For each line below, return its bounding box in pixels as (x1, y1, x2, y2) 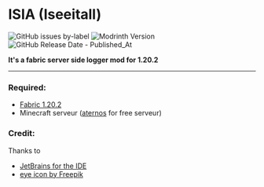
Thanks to (8, 145, 41, 155)
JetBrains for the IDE (19, 161, 87, 170)
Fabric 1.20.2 (19, 100, 62, 109)
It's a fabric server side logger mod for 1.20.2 (8, 55, 159, 64)
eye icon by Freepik (19, 169, 84, 178)
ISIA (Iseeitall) (8, 5, 102, 24)
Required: (8, 82, 47, 93)
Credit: (8, 128, 35, 139)
